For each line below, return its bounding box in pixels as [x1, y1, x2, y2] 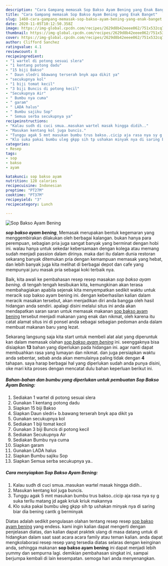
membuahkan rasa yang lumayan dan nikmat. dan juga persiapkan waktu [5, 350, 156, 356]
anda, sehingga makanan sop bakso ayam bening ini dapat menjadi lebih [5, 545, 157, 551]
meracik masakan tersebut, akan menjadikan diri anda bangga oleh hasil [5, 297, 154, 303]
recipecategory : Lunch [5, 201, 53, 207]
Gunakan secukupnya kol [12, 416, 65, 422]
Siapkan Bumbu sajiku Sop [12, 453, 68, 459]
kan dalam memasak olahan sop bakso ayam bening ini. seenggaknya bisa [5, 339, 160, 345]
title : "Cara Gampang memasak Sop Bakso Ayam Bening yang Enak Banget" [5, 12, 158, 17]
